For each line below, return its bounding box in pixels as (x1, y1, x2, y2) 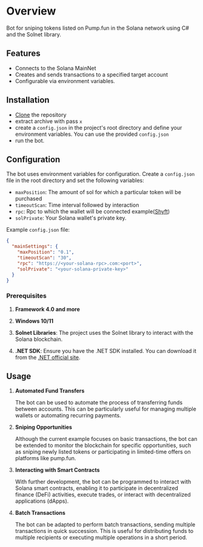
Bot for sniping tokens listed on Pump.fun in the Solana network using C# (6, 24, 190, 32)
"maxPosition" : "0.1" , (17, 249, 75, 255)
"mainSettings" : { (12, 244, 59, 250)
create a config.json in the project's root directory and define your (15, 124, 182, 131)
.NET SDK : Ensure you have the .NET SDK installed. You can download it (15, 347, 197, 354)
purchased (15, 195, 42, 203)
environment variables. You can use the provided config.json (15, 130, 169, 138)
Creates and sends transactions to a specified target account (15, 71, 168, 78)
